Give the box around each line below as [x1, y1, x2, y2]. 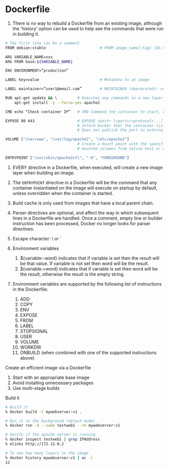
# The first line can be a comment [5, 40, 80, 46]
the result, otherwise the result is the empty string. [20, 271, 125, 277]
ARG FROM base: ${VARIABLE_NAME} [5, 59, 73, 64]
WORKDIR [20, 344, 41, 350]
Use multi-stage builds [12, 385, 60, 391]
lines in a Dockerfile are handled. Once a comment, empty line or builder [12, 215, 163, 221]
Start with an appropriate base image [12, 374, 90, 380]
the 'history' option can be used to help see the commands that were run [12, 25, 164, 31]
